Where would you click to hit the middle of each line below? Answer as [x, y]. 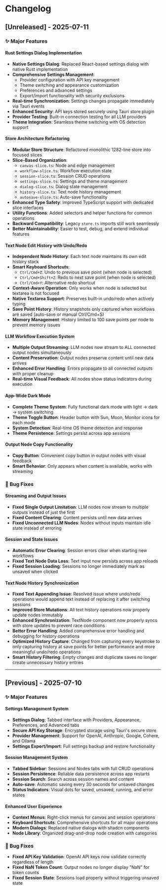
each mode [24, 422]
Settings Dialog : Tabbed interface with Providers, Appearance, [76, 720]
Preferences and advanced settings [56, 90]
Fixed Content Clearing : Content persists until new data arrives [77, 517]
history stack [25, 262]
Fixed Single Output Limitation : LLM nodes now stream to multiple [80, 507]
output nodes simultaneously [42, 352]
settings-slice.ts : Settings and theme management [73, 181]
